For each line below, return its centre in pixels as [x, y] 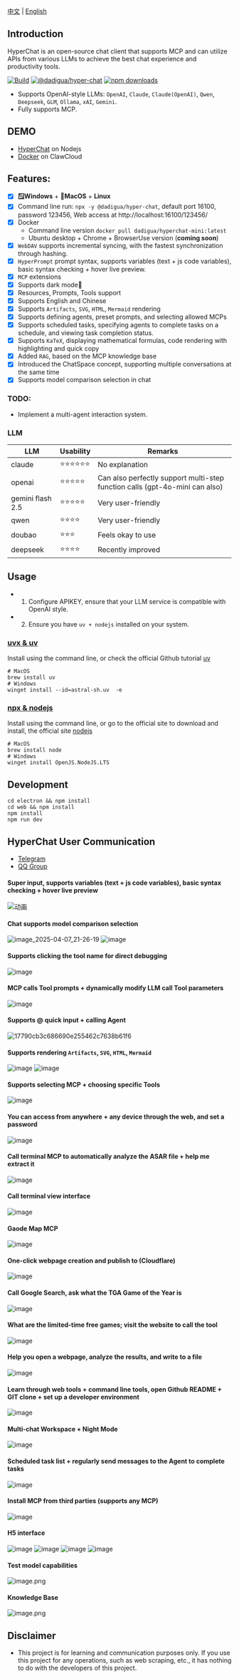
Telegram [32, 859]
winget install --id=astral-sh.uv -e [65, 690]
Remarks [163, 451]
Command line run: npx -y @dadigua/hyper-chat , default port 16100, [117, 207]
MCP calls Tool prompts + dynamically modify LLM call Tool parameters [116, 988]
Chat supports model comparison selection [73, 923]
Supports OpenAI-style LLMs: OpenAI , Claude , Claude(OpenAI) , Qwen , [116, 94]
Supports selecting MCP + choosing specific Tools [84, 1084]
